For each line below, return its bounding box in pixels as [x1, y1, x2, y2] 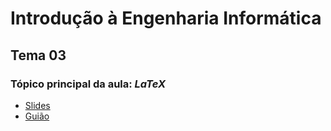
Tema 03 [10, 47, 67, 64]
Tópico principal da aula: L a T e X [10, 77, 166, 91]
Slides [24, 99, 51, 111]
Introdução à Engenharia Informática [10, 7, 322, 30]
